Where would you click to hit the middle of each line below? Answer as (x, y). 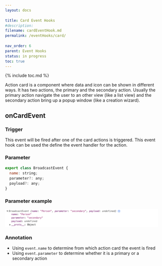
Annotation (19, 238)
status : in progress (26, 56)
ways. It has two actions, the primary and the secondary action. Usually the (80, 90)
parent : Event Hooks (26, 51)
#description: (19, 26)
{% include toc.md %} (27, 75)
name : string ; (24, 173)
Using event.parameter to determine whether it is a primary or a (75, 253)
